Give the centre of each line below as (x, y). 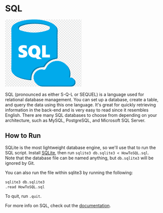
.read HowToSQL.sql (25, 187)
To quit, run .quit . (23, 196)
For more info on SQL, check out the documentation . (58, 205)
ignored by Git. (20, 163)
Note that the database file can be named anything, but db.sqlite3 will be (79, 158)
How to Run (23, 136)
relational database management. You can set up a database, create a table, (82, 99)
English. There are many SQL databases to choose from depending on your (81, 115)
